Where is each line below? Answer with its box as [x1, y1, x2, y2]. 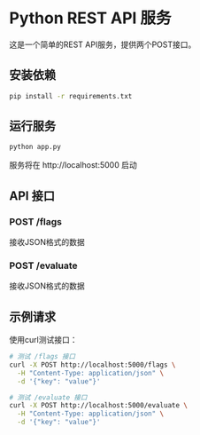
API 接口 [9, 188, 56, 203]
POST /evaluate [9, 259, 78, 272]
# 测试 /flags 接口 [9, 352, 76, 361]
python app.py [9, 143, 62, 152]
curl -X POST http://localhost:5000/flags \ [9, 360, 176, 369]
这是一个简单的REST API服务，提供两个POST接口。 [9, 39, 196, 50]
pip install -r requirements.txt [9, 91, 133, 100]
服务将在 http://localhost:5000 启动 [9, 160, 137, 170]
